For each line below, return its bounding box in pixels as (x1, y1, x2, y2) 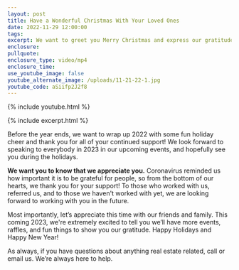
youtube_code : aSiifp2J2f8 (7, 83, 87, 90)
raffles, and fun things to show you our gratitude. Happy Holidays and (7, 225, 212, 234)
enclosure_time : (7, 63, 55, 70)
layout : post (7, 10, 46, 18)
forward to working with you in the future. (7, 197, 129, 205)
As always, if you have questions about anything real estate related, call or (7, 247, 225, 256)
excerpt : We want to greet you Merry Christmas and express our (7, 37, 202, 44)
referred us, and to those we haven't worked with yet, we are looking (7, 189, 209, 198)
